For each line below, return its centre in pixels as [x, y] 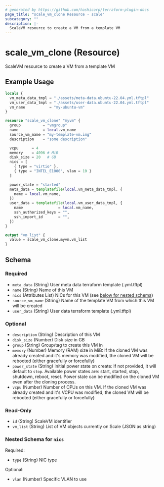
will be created [27, 306]
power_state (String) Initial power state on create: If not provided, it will [84, 366]
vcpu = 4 [24, 148]
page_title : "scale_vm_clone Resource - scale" [55, 14]
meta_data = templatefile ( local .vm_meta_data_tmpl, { [66, 189]
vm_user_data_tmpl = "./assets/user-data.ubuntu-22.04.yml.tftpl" [79, 103]
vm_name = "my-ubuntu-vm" [47, 107]
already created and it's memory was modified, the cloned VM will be [83, 356]
